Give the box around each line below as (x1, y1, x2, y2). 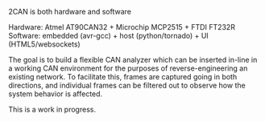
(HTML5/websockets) (8, 39, 81, 49)
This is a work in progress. (8, 104, 97, 114)
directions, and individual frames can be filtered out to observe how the (8, 80, 246, 90)
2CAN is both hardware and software (8, 7, 131, 16)
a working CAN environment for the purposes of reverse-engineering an (8, 63, 248, 73)
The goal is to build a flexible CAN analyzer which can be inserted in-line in (8, 55, 258, 64)
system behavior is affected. (8, 89, 103, 99)
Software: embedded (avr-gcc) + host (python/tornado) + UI (8, 31, 209, 40)
